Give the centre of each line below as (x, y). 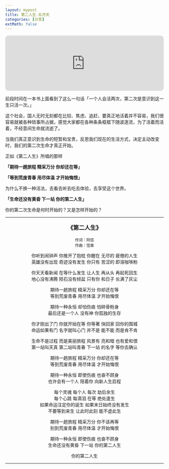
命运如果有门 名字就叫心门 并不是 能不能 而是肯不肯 (84, 330)
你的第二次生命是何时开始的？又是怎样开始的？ (54, 210)
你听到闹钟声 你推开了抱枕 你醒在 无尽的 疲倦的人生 (84, 256)
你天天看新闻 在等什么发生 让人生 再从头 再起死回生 (84, 273)
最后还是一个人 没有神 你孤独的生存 (84, 313)
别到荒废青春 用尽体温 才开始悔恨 (84, 428)
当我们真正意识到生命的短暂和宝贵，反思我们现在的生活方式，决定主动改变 (82, 139)
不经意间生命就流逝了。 (38, 128)
